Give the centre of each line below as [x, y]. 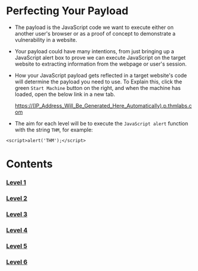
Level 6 [17, 262]
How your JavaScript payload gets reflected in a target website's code [101, 75]
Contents [30, 164]
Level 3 [17, 214]
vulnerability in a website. [46, 40]
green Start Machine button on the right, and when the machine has [98, 88]
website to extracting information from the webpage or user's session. [100, 64]
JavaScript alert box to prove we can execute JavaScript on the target [100, 57]
